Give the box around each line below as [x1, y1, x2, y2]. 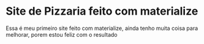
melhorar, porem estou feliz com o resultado [6, 31, 118, 38]
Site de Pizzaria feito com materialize [6, 4, 198, 18]
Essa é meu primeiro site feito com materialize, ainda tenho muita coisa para [6, 24, 198, 32]
